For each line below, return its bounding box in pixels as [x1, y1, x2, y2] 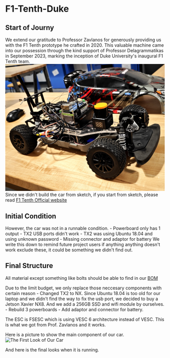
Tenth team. [5, 58, 30, 64]
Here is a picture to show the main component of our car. [5, 331, 124, 338]
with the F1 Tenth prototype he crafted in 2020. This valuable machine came [5, 42, 164, 48]
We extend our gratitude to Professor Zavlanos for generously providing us [5, 37, 161, 43]
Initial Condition [5, 212, 57, 220]
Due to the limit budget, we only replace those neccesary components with [5, 285, 162, 291]
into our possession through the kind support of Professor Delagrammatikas [5, 48, 164, 53]
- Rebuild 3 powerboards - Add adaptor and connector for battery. [5, 306, 144, 312]
